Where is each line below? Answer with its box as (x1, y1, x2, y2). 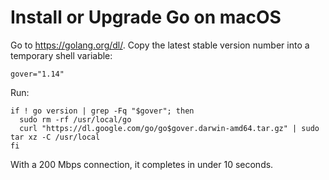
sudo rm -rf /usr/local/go (19, 114, 132, 125)
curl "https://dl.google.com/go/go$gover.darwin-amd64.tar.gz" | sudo (19, 123, 320, 133)
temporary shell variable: (10, 49, 113, 61)
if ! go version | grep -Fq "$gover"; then (10, 106, 195, 116)
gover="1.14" (10, 69, 65, 79)
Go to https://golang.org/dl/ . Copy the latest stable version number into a (10, 39, 310, 51)
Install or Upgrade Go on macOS (10, 6, 282, 29)
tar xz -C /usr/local (10, 132, 101, 142)
